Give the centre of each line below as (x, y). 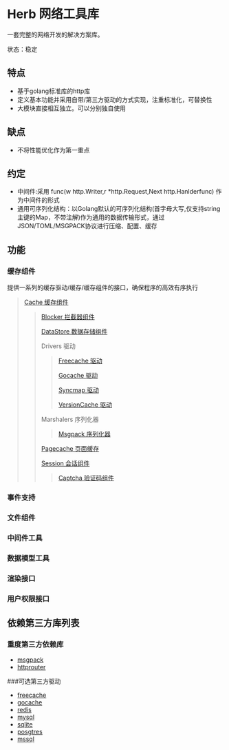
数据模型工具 (29, 558)
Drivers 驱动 (58, 346)
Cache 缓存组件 (46, 302)
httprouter (31, 667)
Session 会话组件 (65, 463)
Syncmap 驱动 (79, 390)
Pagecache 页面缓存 (70, 449)
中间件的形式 (41, 200)
